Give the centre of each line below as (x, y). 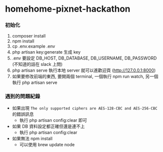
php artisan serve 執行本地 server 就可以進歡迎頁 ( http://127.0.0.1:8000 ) (84, 70)
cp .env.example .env (33, 46)
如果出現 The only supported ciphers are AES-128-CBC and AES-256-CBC (85, 108)
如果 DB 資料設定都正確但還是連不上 (48, 126)
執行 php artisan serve (35, 83)
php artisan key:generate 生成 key (46, 52)
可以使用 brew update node (47, 144)
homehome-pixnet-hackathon (68, 9)
